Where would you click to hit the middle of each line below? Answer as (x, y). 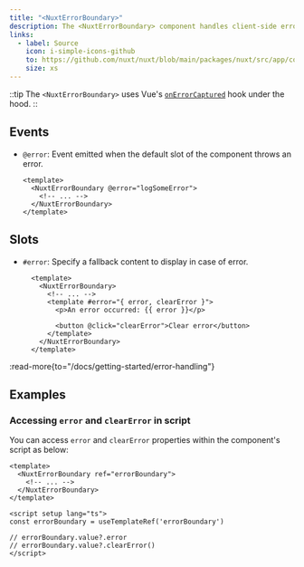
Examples (38, 394)
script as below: (39, 450)
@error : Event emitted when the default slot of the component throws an (157, 154)
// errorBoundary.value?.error (68, 538)
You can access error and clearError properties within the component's (145, 440)
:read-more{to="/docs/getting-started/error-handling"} (112, 366)
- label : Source (48, 43)
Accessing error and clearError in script (100, 420)
